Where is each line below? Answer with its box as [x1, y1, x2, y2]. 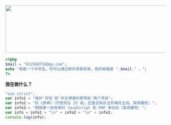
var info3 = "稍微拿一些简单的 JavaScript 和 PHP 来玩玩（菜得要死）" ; [5, 105, 147, 111]
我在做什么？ [5, 81, 32, 87]
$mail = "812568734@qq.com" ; [5, 61, 67, 67]
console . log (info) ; [5, 114, 47, 120]
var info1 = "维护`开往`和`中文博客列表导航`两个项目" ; [5, 96, 113, 101]
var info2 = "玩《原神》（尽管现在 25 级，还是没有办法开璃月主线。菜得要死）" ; [5, 101, 157, 106]
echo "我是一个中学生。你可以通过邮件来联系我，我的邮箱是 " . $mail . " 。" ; [5, 66, 148, 72]
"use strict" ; [5, 91, 36, 96]
